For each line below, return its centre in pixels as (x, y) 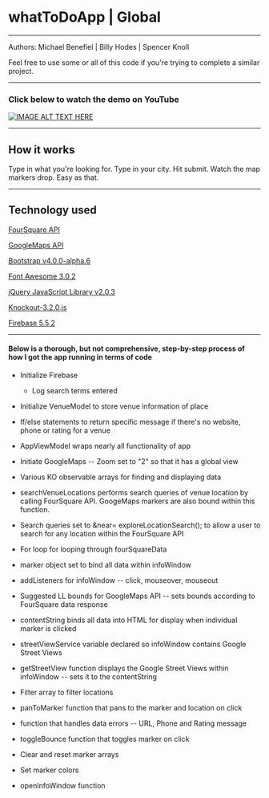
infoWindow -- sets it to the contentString (88, 677)
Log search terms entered (74, 391)
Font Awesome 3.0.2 (42, 276)
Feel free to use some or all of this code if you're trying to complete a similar (134, 62)
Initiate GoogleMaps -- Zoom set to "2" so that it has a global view (129, 462)
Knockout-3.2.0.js (38, 307)
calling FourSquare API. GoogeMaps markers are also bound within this (137, 501)
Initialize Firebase (49, 375)
